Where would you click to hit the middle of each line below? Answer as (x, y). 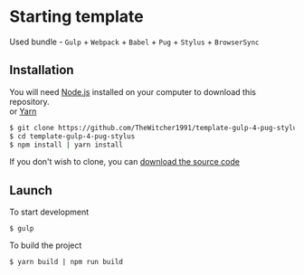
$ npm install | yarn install (66, 145)
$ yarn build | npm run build (66, 262)
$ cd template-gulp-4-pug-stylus (72, 136)
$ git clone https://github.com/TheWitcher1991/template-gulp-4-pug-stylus (155, 128)
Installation (42, 70)
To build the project (46, 245)
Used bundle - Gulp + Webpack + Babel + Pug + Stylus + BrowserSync (134, 42)
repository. (29, 101)
